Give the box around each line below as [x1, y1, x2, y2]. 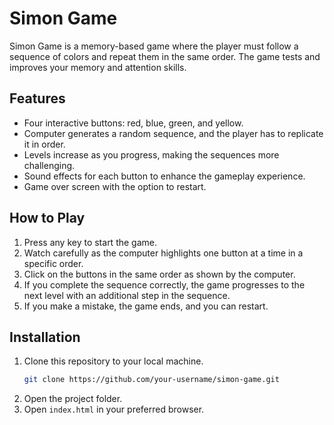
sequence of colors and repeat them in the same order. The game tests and [9, 50, 321, 62]
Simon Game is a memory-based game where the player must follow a [9, 40, 299, 52]
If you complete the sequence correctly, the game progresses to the [23, 278, 306, 291]
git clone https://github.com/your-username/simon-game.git [23, 375, 280, 385]
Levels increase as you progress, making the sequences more [23, 148, 280, 161]
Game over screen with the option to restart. [23, 180, 207, 192]
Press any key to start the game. [23, 236, 157, 248]
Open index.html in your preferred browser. [23, 403, 205, 416]
